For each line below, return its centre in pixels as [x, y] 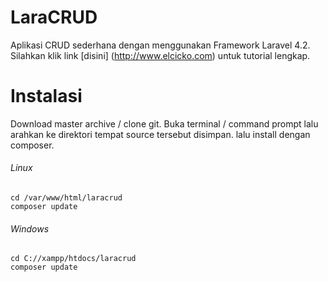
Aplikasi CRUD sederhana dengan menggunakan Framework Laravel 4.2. [160, 45]
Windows [30, 228]
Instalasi [46, 96]
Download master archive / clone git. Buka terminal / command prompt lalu [164, 123]
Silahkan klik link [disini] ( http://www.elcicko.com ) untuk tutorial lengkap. [160, 55]
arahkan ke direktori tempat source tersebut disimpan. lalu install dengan [160, 134]
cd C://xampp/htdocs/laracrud [73, 259]
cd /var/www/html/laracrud [66, 198]
